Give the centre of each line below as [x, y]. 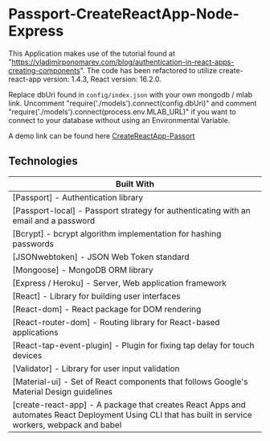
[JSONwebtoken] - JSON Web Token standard [101, 257]
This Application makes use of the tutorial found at [92, 53]
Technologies [43, 161]
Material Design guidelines [63, 391]
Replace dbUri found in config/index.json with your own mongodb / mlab [131, 94]
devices [27, 355]
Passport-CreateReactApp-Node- [124, 14]
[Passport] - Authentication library [78, 197]
